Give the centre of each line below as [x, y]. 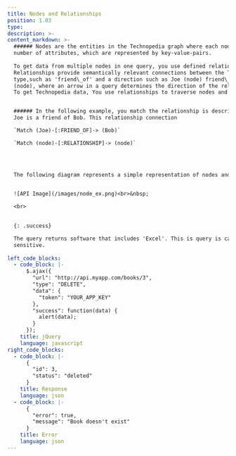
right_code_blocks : [36, 350]
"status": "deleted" [63, 376]
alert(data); [58, 317]
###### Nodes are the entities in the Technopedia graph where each [116, 46]
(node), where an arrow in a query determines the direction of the [116, 86]
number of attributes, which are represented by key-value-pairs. [113, 53]
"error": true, [55, 415]
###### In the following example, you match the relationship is [111, 111]
